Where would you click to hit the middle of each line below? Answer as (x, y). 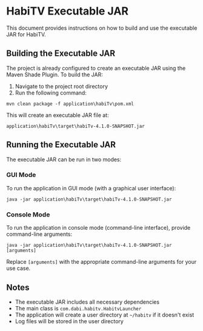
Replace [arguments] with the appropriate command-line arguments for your (101, 262)
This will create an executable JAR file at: (58, 115)
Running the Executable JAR (61, 145)
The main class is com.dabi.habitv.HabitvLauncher (78, 308)
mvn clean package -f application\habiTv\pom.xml (70, 104)
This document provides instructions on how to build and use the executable (102, 28)
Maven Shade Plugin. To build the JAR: (55, 75)
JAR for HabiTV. (26, 34)
